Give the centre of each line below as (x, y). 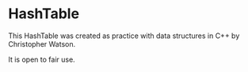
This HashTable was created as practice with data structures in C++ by (124, 36)
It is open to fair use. (42, 59)
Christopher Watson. (42, 44)
